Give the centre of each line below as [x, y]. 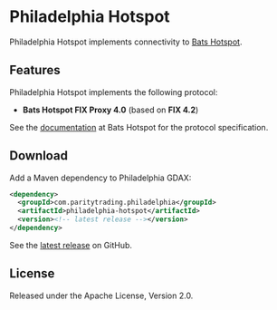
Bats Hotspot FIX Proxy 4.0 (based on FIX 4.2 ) [110, 110]
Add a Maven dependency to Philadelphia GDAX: [100, 178]
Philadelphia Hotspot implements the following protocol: [114, 92]
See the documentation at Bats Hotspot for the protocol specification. [139, 127]
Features [35, 70]
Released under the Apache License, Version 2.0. [101, 295]
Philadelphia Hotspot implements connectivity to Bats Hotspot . [126, 42]
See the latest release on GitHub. [71, 245]
